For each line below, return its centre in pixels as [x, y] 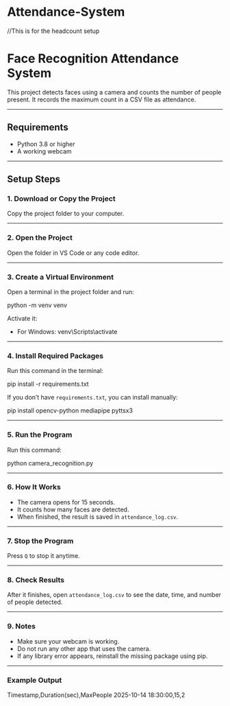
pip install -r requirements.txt [48, 384]
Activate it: [22, 318]
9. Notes [22, 626]
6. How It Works [34, 487]
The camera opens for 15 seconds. [66, 502]
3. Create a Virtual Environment [61, 277]
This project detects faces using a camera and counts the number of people [114, 92]
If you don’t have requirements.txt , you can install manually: [92, 398]
